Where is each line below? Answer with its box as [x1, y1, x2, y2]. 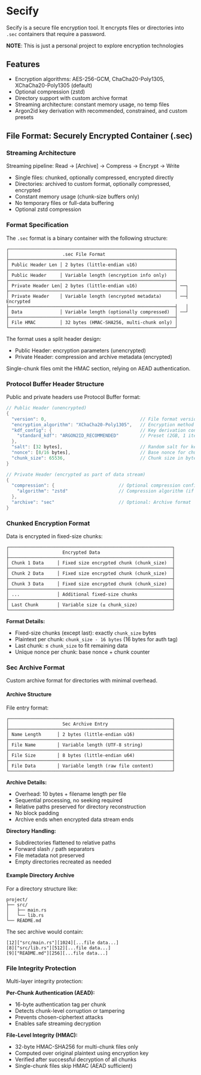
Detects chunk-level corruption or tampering [14, 1007, 125, 1014]
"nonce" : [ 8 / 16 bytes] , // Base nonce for [11, 449, 186, 456]
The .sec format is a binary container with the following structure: [6, 234, 168, 241]
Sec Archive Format [6, 663, 65, 672]
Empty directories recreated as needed [14, 858, 112, 865]
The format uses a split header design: [6, 335, 102, 342]
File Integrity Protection [6, 964, 77, 972]
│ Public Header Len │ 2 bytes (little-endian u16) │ [6, 262, 178, 268]
